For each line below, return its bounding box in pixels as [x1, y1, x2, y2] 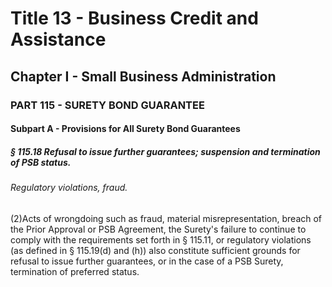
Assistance [10, 28, 107, 51]
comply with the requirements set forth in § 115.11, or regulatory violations [10, 233, 312, 246]
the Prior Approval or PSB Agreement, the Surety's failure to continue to [10, 223, 307, 235]
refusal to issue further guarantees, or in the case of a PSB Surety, [10, 255, 284, 267]
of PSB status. [10, 156, 72, 168]
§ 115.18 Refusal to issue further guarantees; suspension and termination [10, 145, 321, 157]
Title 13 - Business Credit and [10, 7, 259, 30]
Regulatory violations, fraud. [10, 182, 128, 194]
